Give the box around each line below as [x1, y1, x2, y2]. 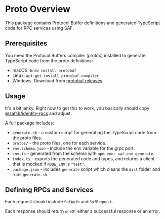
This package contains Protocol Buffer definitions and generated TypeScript [5, 20, 160, 26]
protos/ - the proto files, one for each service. [12, 140, 107, 146]
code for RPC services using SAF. [5, 25, 74, 31]
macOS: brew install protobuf [12, 67, 77, 73]
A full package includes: [5, 120, 54, 126]
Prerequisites [5, 39, 47, 48]
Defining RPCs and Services [5, 185, 94, 194]
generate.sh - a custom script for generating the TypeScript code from [12, 129, 157, 135]
